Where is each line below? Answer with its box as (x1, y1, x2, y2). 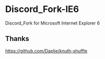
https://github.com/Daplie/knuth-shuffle (5, 47, 87, 53)
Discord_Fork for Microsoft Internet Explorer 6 (5, 20, 100, 26)
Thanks (5, 34, 29, 43)
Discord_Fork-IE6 (5, 3, 79, 15)
